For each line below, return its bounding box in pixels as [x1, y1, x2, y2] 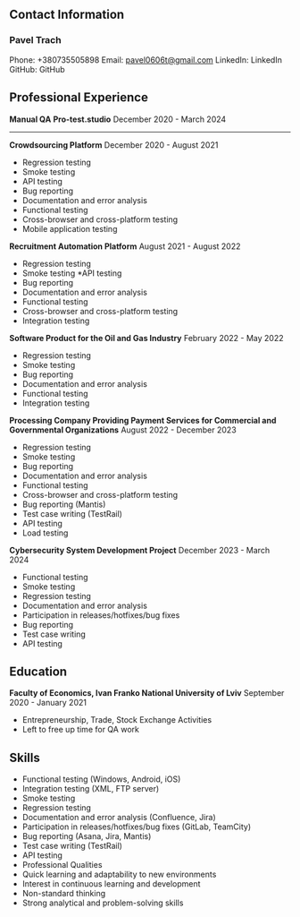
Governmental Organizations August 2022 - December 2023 [9, 424, 237, 435]
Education [9, 664, 68, 679]
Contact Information [9, 7, 125, 22]
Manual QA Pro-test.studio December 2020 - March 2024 [9, 114, 227, 124]
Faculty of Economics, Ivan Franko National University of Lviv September [9, 688, 285, 698]
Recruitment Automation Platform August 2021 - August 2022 [9, 241, 241, 252]
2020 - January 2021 [9, 698, 87, 708]
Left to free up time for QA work [21, 724, 140, 735]
